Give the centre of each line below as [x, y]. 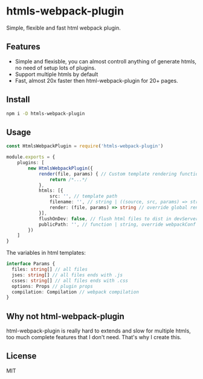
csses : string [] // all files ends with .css [70, 281]
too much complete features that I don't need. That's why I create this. [94, 337]
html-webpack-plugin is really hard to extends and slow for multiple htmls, [99, 331]
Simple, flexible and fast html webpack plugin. [63, 28]
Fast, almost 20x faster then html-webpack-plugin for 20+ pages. [96, 80]
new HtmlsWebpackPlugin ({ [61, 168]
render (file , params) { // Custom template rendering [108, 174]
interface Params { [31, 264]
